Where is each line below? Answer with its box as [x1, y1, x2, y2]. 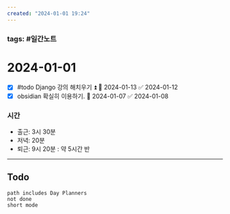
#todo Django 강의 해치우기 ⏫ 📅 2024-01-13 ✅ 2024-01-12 [16, 83, 178, 91]
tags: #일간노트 [7, 34, 57, 43]
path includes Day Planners [7, 189, 88, 196]
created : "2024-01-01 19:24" [7, 10, 90, 17]
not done [7, 195, 32, 202]
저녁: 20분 [16, 136, 45, 144]
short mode [7, 202, 38, 209]
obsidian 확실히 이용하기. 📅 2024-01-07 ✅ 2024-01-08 [16, 92, 169, 100]
